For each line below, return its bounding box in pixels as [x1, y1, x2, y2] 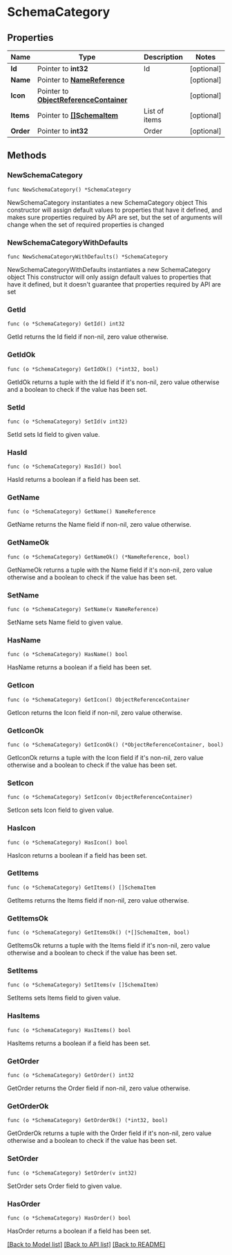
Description [144, 53, 183, 62]
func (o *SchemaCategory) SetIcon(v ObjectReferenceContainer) [7, 794, 193, 801]
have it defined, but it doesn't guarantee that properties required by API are [7, 280, 221, 288]
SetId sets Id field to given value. [7, 430, 100, 438]
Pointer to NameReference [37, 75, 125, 84]
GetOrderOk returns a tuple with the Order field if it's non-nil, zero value [7, 1129, 212, 1137]
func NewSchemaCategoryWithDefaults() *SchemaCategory [7, 253, 168, 260]
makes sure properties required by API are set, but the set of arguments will [7, 213, 222, 222]
